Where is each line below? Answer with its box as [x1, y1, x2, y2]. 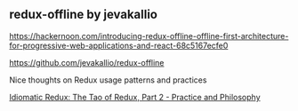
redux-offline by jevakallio [9, 7, 158, 22]
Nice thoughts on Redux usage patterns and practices [9, 75, 207, 85]
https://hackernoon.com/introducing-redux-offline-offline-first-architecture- [9, 30, 289, 41]
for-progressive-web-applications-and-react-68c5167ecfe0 [9, 40, 229, 51]
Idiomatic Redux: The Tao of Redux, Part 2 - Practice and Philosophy [9, 91, 261, 102]
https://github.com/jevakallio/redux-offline [9, 57, 165, 67]
